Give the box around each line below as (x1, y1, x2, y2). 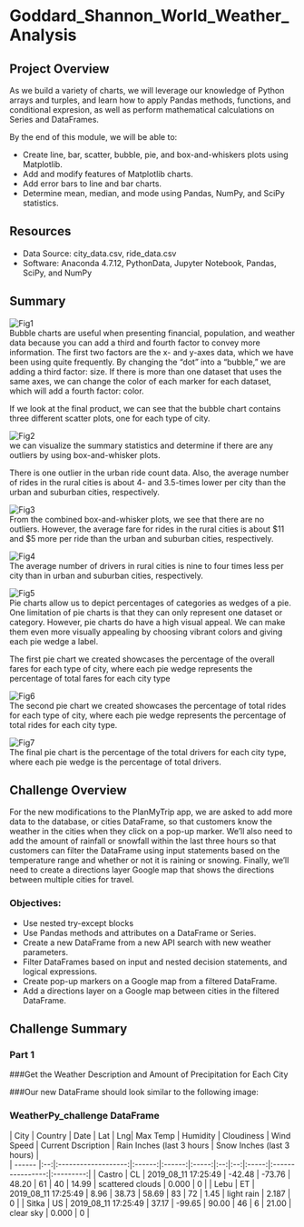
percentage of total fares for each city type (9, 673, 171, 683)
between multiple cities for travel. (9, 874, 134, 885)
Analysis (9, 25, 77, 45)
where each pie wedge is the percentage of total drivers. (9, 756, 222, 767)
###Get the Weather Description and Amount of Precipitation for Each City (9, 1069, 289, 1080)
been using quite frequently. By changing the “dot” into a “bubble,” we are (9, 356, 286, 367)
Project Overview (9, 61, 110, 76)
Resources (9, 224, 72, 239)
